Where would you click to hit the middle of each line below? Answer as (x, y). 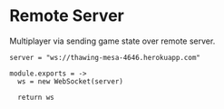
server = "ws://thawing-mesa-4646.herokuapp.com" (105, 57)
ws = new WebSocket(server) (71, 81)
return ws (36, 97)
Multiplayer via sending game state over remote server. (112, 41)
